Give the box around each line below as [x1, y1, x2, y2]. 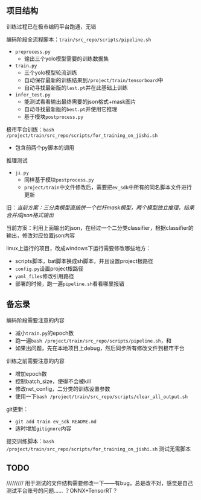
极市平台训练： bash [6, 125, 54, 133]
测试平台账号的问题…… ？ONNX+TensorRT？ [6, 487, 118, 495]
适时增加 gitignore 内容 [14, 425, 72, 432]
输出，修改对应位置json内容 [6, 232, 75, 239]
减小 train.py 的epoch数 [14, 329, 74, 337]
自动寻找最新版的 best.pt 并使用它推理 [24, 105, 118, 113]
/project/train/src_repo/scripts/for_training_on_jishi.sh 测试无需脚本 [6, 445, 191, 452]
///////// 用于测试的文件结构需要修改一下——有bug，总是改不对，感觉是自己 [6, 479, 193, 487]
